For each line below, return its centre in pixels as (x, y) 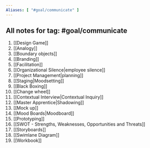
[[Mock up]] (26, 108)
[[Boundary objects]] (35, 54)
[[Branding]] (26, 59)
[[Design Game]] (31, 43)
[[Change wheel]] (32, 92)
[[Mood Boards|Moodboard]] (44, 113)
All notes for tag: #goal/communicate (67, 31)
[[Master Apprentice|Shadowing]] (48, 103)
